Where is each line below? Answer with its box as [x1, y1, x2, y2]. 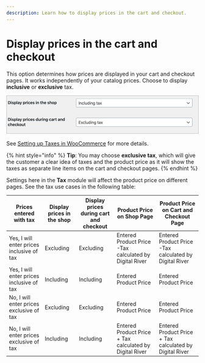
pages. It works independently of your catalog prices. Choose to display [6, 76, 188, 84]
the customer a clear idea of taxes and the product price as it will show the [6, 158, 194, 166]
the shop [48, 216, 71, 223]
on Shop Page [117, 213, 154, 220]
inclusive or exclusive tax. [6, 83, 74, 90]
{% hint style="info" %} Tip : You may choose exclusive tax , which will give [6, 152, 196, 159]
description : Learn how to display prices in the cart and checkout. [6, 10, 187, 16]
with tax [13, 216, 35, 223]
